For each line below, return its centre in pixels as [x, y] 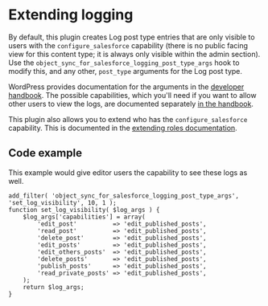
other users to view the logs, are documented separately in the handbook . [131, 104]
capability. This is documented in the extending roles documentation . [123, 128]
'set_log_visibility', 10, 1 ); [62, 202]
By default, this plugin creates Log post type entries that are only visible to [132, 37]
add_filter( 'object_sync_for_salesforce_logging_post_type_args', [124, 196]
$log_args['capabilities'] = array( [85, 217]
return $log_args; [54, 287]
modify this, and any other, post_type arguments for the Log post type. [126, 71]
